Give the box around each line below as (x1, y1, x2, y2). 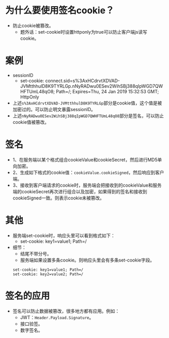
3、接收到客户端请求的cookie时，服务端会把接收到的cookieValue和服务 (12, 182, 162, 188)
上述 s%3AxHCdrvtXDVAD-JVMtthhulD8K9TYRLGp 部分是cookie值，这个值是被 (12, 100, 162, 106)
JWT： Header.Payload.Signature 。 (20, 314, 94, 320)
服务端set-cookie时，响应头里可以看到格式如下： (12, 232, 116, 239)
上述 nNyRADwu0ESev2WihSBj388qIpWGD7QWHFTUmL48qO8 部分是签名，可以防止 (12, 113, 164, 119)
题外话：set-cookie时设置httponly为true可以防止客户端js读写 (20, 29, 147, 35)
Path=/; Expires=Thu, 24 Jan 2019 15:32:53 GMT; (55, 88, 159, 94)
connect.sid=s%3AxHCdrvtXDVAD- (45, 77, 120, 84)
